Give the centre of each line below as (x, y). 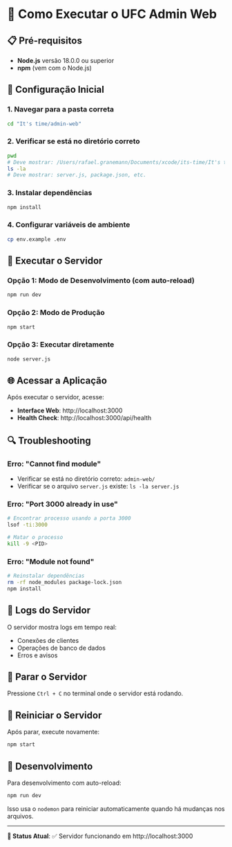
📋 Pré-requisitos (45, 40)
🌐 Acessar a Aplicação (57, 381)
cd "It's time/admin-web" (44, 124)
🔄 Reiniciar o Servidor (55, 715)
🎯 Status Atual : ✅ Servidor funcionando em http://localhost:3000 (100, 836)
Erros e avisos (37, 655)
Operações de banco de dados (61, 648)
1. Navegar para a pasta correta (60, 109)
